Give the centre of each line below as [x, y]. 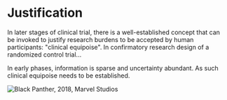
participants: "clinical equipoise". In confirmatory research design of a [108, 47]
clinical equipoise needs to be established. [69, 76]
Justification [45, 13]
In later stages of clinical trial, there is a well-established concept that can [114, 32]
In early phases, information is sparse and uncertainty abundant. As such [113, 68]
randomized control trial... [44, 55]
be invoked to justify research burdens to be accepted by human [101, 39]
